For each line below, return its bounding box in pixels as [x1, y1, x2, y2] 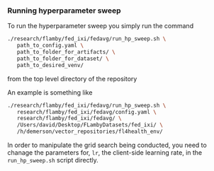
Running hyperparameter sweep [7, 6, 122, 16]
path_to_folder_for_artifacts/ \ [16, 49, 116, 56]
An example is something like [7, 88, 93, 97]
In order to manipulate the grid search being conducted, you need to [7, 141, 207, 150]
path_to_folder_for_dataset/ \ [16, 55, 110, 62]
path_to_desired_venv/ [16, 61, 84, 69]
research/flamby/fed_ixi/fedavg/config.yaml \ [16, 108, 157, 115]
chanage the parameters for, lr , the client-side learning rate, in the [7, 148, 203, 157]
